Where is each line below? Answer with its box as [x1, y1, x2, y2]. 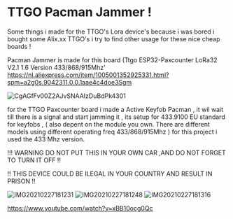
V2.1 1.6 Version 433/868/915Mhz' [7, 63, 106, 71]
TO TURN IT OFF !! [7, 155, 62, 164]
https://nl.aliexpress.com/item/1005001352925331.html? [7, 71, 169, 79]
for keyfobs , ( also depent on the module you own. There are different [7, 120, 210, 128]
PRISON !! [7, 176, 36, 185]
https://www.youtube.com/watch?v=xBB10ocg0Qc [7, 204, 153, 212]
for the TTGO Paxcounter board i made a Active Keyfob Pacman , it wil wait [7, 105, 224, 113]
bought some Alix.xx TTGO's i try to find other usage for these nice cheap [7, 34, 220, 43]
